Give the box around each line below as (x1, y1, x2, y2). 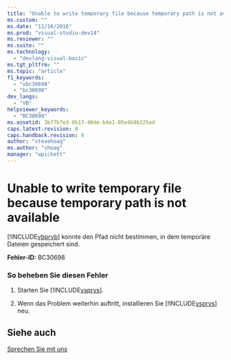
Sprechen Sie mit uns (7, 345, 67, 353)
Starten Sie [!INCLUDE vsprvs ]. (16, 286, 104, 295)
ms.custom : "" (7, 17, 48, 23)
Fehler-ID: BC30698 (7, 253, 65, 262)
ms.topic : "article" (7, 67, 67, 74)
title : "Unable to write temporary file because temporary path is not (7, 10, 217, 17)
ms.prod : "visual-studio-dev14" (7, 29, 100, 36)
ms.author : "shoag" (7, 145, 63, 151)
